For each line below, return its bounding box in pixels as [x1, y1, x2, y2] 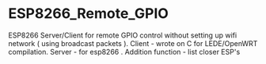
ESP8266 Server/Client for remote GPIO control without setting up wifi [8, 30, 237, 40]
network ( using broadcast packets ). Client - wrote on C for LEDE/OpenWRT [8, 38, 258, 48]
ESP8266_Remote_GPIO [8, 5, 169, 23]
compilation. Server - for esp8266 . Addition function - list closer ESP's [8, 47, 241, 56]
